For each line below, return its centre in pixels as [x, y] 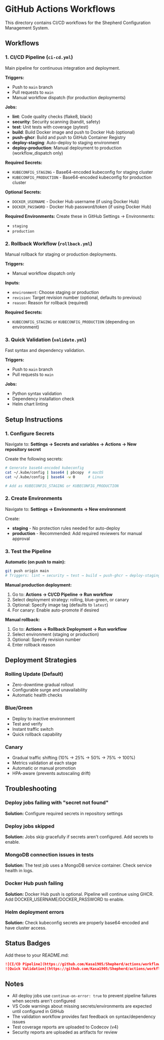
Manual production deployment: [39, 585]
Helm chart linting [30, 404]
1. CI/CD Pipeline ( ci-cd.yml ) [39, 57]
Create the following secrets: [34, 459]
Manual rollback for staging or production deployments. [61, 254]
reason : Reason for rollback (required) [50, 302]
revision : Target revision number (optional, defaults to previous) [77, 297]
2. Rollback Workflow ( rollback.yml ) [49, 243]
